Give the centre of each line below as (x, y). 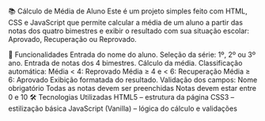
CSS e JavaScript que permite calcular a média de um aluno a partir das (126, 23)
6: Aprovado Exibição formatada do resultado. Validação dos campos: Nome (133, 80)
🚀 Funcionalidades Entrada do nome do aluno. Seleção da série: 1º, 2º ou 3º (132, 55)
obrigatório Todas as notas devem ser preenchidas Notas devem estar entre (132, 88)
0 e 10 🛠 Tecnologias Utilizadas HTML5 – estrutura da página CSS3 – (121, 97)
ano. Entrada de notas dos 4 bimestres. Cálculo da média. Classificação (125, 63)
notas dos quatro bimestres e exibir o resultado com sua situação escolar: (129, 31)
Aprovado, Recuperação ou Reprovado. (72, 39)
